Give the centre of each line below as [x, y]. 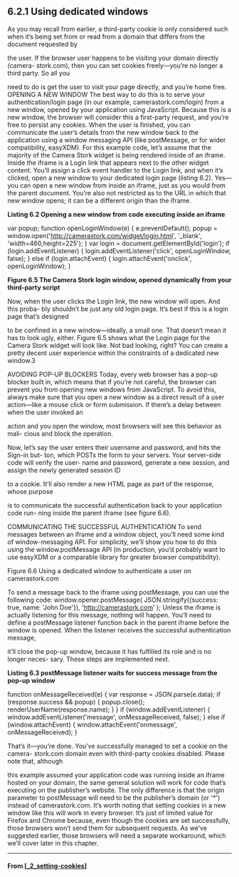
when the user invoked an [45, 412]
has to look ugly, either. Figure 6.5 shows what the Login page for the [109, 337]
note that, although [35, 761]
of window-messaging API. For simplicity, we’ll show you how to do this [112, 542]
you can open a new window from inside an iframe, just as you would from [117, 185]
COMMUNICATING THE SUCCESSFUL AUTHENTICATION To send [104, 526]
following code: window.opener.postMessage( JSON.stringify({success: [113, 600]
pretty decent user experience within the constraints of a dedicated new [113, 353]
